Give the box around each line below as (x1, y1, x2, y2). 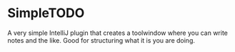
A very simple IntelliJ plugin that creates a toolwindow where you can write (7, 28, 229, 37)
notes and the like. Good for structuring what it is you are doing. (7, 36, 195, 44)
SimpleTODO (7, 5, 85, 21)
